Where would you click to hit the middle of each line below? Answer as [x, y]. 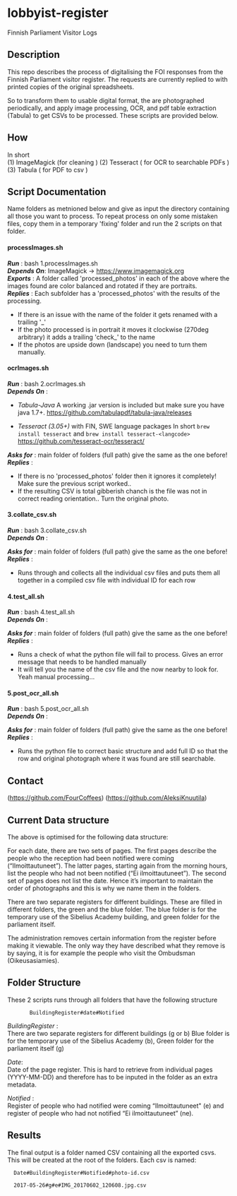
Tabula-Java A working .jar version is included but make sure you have [121, 405]
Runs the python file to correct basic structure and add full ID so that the [123, 751]
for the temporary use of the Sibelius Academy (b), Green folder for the [111, 1041]
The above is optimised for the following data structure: [88, 837]
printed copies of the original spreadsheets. [71, 87]
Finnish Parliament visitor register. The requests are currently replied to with [117, 79]
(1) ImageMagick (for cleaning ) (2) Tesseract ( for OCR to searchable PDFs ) [119, 162]
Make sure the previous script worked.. [74, 483]
